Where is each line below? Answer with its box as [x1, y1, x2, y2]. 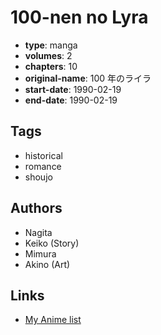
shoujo [24, 171, 53, 183]
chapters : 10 [24, 60, 78, 72]
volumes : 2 [24, 49, 73, 61]
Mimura [24, 247, 57, 260]
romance [24, 160, 62, 172]
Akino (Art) [24, 258, 71, 270]
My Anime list [24, 314, 82, 326]
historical [24, 149, 63, 161]
